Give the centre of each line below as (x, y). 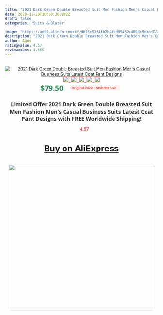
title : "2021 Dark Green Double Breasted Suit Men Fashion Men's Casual (80, 9)
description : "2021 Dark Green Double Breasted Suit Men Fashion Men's (79, 36)
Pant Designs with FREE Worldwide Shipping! (81, 119)
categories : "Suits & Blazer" (36, 23)
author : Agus (18, 41)
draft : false (18, 18)
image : (12, 32)
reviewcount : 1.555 (25, 50)
